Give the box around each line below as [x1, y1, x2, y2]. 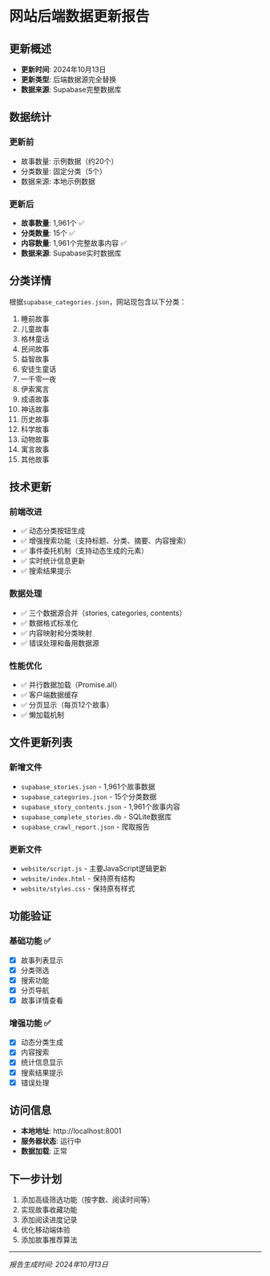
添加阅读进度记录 [20, 1215, 78, 1225]
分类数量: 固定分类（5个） [20, 166, 107, 176]
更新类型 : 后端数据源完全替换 [20, 75, 117, 84]
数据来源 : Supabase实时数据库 [20, 248, 122, 258]
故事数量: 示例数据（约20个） [20, 156, 119, 165]
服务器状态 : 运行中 [20, 1136, 82, 1146]
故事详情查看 [20, 996, 63, 1005]
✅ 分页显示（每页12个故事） [20, 700, 114, 710]
